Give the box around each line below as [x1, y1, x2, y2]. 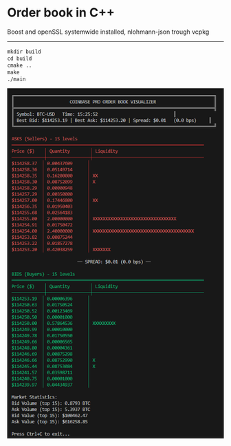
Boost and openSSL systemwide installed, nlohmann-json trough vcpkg [7, 28, 210, 36]
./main [7, 76, 26, 83]
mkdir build [7, 48, 41, 55]
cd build [7, 55, 32, 62]
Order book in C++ [7, 5, 115, 21]
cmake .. [7, 62, 32, 69]
